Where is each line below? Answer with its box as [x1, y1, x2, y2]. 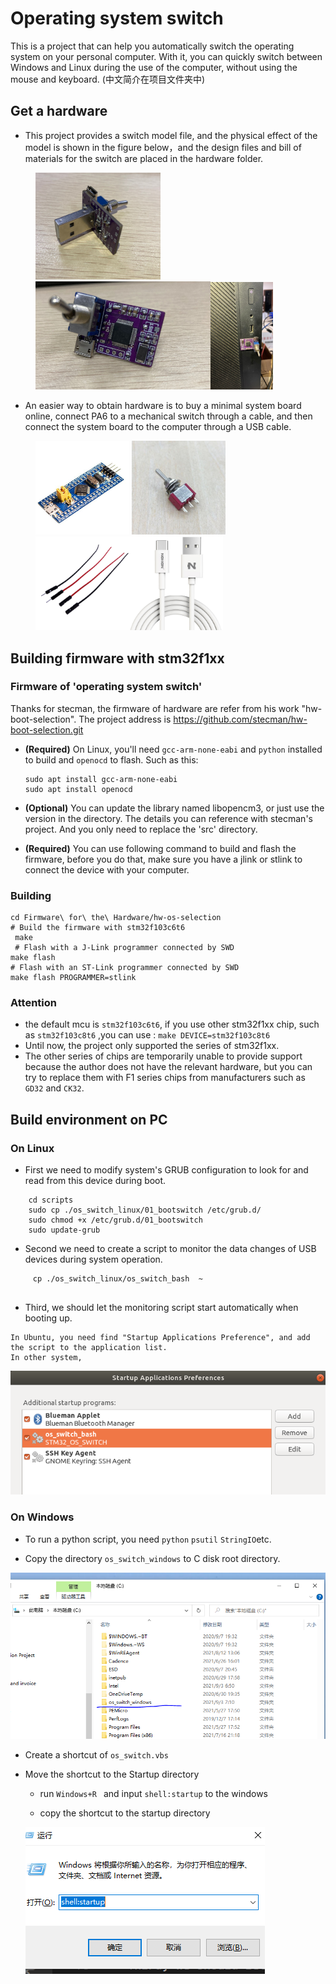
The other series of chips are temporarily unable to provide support [24, 1050, 303, 1062]
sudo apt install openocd [24, 784, 133, 794]
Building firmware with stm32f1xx [10, 650, 225, 667]
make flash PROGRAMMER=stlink [10, 973, 137, 983]
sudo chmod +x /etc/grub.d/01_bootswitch [28, 1215, 203, 1226]
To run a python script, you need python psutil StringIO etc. [24, 1533, 272, 1545]
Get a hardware [10, 103, 108, 120]
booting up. [24, 1312, 73, 1324]
